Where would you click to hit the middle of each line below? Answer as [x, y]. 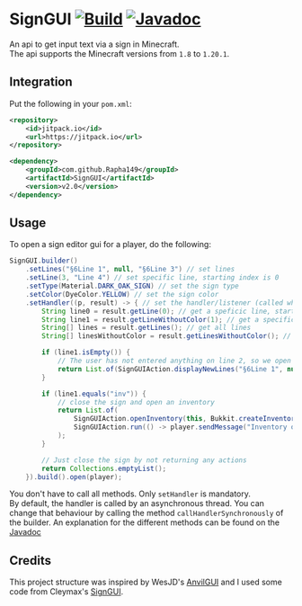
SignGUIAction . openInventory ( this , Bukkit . [156, 419]
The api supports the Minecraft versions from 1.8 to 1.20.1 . [120, 53]
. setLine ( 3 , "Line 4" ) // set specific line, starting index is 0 [152, 278]
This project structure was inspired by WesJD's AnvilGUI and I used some [146, 582]
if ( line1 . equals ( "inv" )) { [94, 394]
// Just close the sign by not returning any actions [144, 460]
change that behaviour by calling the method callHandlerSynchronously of [147, 513]
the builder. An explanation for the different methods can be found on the [145, 522]
